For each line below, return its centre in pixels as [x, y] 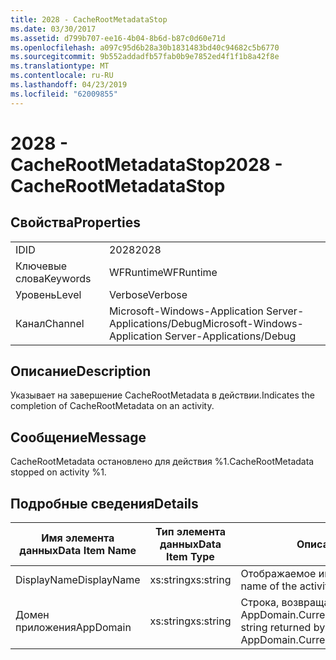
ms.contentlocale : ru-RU [62, 76]
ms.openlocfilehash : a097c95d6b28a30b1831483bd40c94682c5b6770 [145, 47]
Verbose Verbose [148, 294]
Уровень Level [48, 294]
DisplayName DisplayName [78, 580]
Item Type [190, 557]
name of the [269, 586]
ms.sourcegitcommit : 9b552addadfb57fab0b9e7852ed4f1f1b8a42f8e [145, 57]
